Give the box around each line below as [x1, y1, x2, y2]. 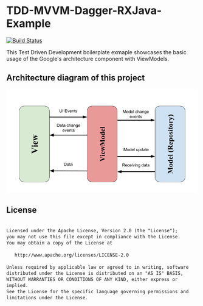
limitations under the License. [6, 294, 88, 301]
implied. [6, 282, 29, 288]
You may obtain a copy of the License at [6, 240, 113, 246]
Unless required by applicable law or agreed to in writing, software [6, 264, 189, 270]
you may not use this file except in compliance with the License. [6, 233, 181, 240]
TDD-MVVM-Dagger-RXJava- [6, 4, 162, 18]
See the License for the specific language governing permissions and [6, 288, 189, 294]
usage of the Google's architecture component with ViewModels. [6, 55, 170, 62]
